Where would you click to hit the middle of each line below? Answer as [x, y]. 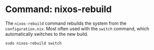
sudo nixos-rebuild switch [33, 43]
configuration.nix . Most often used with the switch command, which [77, 28]
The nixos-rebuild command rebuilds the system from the [66, 23]
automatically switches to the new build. [47, 34]
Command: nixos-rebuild [59, 9]
